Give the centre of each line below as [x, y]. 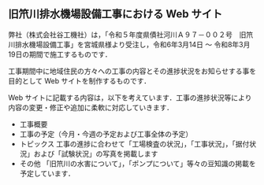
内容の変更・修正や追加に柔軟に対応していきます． [91, 107]
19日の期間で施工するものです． [60, 54]
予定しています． [47, 173]
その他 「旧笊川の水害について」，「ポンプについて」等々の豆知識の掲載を [138, 163]
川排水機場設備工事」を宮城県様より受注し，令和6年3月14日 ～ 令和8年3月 [129, 44]
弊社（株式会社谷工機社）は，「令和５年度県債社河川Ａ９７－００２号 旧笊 [131, 35]
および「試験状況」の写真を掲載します [96, 154]
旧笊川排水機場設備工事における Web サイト [115, 14]
